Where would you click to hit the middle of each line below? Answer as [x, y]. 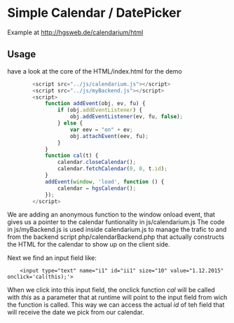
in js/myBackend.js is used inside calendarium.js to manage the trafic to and [117, 230]
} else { [70, 123]
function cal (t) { [71, 156]
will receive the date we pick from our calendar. [76, 312]
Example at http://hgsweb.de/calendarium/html [75, 32]
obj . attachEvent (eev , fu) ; [109, 136]
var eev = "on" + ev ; [101, 130]
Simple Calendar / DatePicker [95, 13]
